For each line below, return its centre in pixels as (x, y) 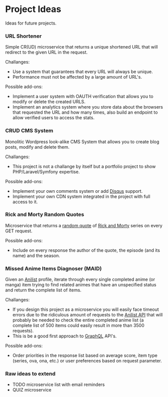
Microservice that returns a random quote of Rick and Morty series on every (84, 225)
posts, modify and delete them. (37, 147)
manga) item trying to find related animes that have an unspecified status (81, 285)
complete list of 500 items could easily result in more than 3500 (78, 325)
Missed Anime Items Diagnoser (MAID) (53, 268)
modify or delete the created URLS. (49, 102)
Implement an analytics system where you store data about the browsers (88, 107)
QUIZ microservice (32, 390)
